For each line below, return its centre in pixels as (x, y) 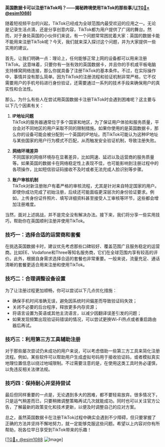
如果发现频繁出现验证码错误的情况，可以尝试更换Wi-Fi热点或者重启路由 (84, 319)
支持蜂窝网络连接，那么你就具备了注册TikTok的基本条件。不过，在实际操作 (81, 70)
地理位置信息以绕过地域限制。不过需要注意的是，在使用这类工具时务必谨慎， (82, 363)
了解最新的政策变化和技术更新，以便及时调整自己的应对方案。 (76, 407)
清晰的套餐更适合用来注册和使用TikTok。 (46, 265)
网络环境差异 (25, 151)
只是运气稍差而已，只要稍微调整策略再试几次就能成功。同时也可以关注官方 (80, 401)
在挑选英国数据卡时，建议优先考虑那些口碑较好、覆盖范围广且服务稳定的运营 (82, 246)
